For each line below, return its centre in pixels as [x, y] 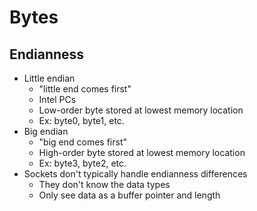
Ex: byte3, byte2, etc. [82, 163]
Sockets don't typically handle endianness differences [135, 174]
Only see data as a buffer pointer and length [129, 195]
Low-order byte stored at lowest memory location [141, 110]
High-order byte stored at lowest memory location [142, 152]
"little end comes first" [85, 89]
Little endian [49, 78]
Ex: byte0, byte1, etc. [81, 120]
